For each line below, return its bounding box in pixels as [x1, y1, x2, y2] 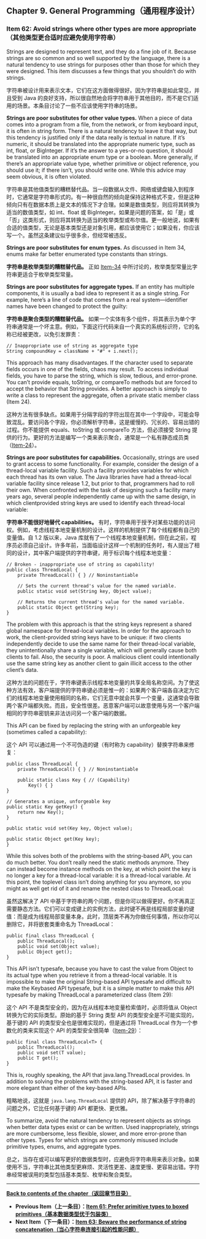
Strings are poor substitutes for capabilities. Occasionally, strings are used [6, 454, 199, 461]
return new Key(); [17, 809, 64, 815]
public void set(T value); [17, 1049, 86, 1056]
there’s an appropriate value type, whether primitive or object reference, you [6, 160, 199, 167]
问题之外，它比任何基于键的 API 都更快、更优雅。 [6, 1104, 131, 1112]
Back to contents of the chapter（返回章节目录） [6, 1189, 132, 1197]
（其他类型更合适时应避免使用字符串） [6, 33, 120, 42]
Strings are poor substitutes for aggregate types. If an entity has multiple [6, 283, 195, 290]
